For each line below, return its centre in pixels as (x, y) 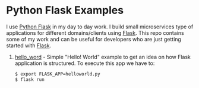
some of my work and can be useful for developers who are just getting (94, 39)
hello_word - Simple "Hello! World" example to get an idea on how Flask (103, 57)
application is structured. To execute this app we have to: (85, 63)
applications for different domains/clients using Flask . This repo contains (95, 32)
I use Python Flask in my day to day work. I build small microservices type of (100, 27)
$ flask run (29, 79)
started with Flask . (29, 45)
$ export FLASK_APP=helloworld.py (57, 74)
